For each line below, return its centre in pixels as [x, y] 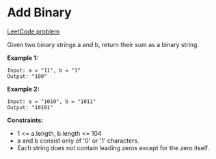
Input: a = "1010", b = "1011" [52, 101]
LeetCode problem [33, 31]
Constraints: [25, 120]
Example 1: [23, 58]
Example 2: [23, 89]
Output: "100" [27, 76]
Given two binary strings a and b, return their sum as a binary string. [103, 44]
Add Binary [39, 13]
